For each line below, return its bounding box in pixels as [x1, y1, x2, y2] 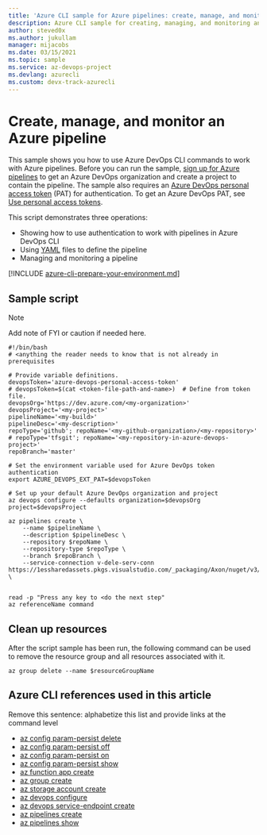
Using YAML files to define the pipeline [19, 245, 148, 255]
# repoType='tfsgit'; [8, 434, 80, 442]
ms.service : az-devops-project [8, 63, 112, 71]
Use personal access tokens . [8, 198, 103, 207]
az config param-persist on [19, 750, 110, 760]
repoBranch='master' [8, 448, 77, 456]
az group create [19, 775, 72, 785]
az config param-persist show [19, 759, 119, 768]
